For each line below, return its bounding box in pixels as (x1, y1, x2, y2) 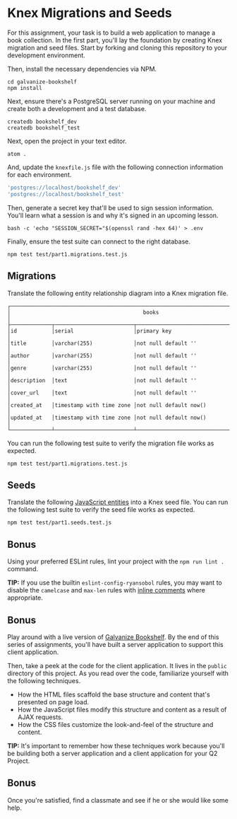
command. (7, 565, 39, 573)
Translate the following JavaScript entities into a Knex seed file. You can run (7, 498, 229, 507)
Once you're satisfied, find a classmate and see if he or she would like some (7, 796, 229, 804)
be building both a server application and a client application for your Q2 (7, 749, 218, 757)
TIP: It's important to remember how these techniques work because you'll (7, 741, 225, 750)
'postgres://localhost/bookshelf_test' (7, 190, 125, 197)
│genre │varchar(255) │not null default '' (7, 365, 197, 372)
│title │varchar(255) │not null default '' (7, 340, 197, 347)
